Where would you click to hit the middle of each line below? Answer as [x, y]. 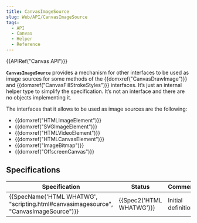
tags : [13, 22]
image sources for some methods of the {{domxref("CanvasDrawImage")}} [97, 79]
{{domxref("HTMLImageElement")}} [58, 120]
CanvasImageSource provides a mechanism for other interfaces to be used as [98, 72]
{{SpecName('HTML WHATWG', [53, 197]
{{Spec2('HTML [140, 200]
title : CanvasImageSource [38, 11]
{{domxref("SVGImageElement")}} [56, 127]
